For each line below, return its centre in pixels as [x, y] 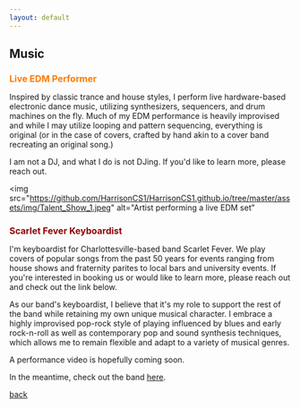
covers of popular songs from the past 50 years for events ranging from [142, 258]
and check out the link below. [64, 286]
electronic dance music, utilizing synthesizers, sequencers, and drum [137, 106]
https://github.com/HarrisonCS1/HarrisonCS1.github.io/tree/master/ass [160, 199]
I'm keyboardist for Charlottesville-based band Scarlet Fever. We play [137, 249]
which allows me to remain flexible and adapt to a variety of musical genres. [150, 342]
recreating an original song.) [61, 145]
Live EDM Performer [53, 79]
